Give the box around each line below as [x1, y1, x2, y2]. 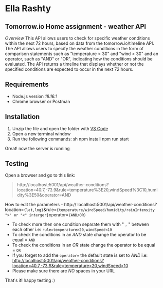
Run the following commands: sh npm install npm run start [12, 136, 129, 142]
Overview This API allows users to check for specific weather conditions [5, 35, 150, 41]
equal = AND [12, 237, 36, 243]
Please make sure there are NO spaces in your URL [12, 268, 115, 274]
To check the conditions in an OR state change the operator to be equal [12, 242, 156, 248]
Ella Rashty [5, 3, 51, 14]
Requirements [5, 80, 49, 89]
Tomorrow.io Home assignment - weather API [5, 22, 146, 31]
